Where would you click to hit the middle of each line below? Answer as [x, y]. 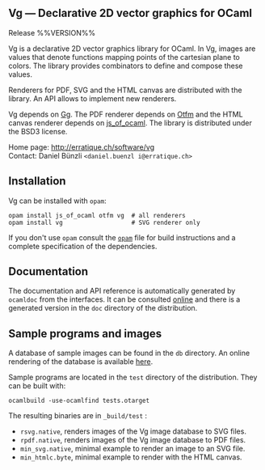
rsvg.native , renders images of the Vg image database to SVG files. [133, 431]
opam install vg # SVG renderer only [104, 222]
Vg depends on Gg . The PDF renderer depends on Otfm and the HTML [126, 114]
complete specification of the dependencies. [83, 246]
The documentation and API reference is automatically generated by [122, 291]
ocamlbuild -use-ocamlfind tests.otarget [79, 401]
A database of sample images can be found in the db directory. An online [129, 353]
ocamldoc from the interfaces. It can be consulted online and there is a [124, 299]
